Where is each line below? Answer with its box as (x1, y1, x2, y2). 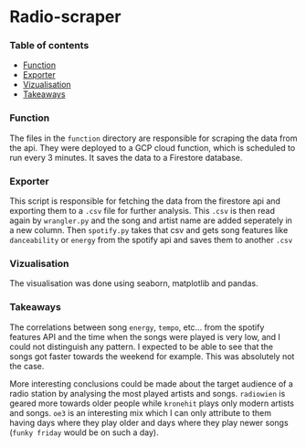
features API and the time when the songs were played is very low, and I (9, 331, 281, 342)
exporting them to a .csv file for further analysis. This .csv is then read (9, 206, 276, 217)
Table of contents (9, 39, 90, 52)
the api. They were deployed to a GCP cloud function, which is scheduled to (9, 142, 296, 153)
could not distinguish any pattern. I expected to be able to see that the (9, 341, 274, 352)
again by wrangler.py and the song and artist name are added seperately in (9, 215, 292, 226)
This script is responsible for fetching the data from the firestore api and (9, 196, 281, 207)
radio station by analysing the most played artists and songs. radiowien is (9, 388, 286, 399)
